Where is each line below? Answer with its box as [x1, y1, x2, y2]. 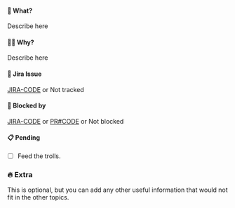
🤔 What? [7, 6, 33, 15]
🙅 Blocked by [7, 101, 46, 110]
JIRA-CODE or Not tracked [7, 85, 84, 93]
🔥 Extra [7, 170, 33, 179]
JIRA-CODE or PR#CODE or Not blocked [7, 117, 124, 125]
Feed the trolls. [17, 152, 61, 160]
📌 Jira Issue [7, 70, 42, 78]
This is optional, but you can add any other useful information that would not [7, 186, 228, 194]
